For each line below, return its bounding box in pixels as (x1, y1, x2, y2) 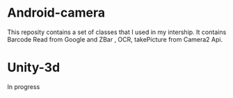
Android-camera (7, 5, 106, 21)
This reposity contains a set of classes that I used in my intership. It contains (7, 28, 227, 36)
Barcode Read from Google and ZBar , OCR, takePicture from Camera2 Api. (7, 35, 223, 43)
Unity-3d (7, 60, 61, 76)
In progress (7, 82, 40, 91)
